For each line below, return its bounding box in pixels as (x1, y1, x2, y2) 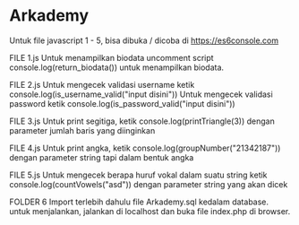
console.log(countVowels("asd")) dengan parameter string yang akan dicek (9, 178, 288, 189)
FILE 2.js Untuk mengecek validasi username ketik (9, 79, 195, 90)
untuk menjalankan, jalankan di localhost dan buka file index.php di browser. (9, 205, 291, 216)
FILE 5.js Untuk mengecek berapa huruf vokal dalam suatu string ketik (9, 169, 268, 180)
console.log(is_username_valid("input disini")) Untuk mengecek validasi (9, 89, 273, 100)
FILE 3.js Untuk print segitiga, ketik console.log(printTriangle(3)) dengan (9, 116, 275, 126)
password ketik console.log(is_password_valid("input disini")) (9, 98, 235, 108)
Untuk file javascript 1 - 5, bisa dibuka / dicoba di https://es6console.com (9, 35, 279, 46)
